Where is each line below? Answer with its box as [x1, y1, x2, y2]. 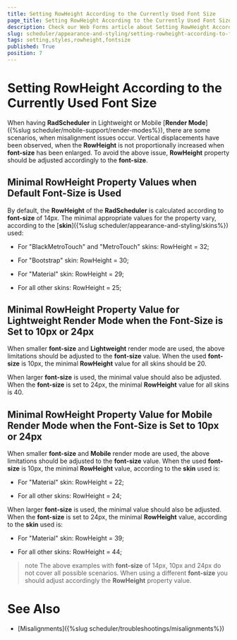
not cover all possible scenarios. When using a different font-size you [24, 569, 228, 577]
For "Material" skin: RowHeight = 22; [17, 478, 125, 487]
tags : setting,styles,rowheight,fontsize [7, 37, 131, 44]
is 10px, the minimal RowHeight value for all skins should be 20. [20, 359, 207, 368]
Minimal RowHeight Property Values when [7, 176, 197, 188]
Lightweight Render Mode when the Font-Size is [7, 315, 224, 327]
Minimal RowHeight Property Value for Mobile [7, 409, 213, 421]
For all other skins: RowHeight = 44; [17, 548, 122, 556]
